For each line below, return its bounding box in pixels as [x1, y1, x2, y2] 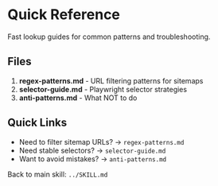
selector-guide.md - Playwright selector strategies [18, 84, 188, 94]
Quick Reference [7, 6, 121, 24]
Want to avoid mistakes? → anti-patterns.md [18, 153, 167, 164]
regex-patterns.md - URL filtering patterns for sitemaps [18, 76, 204, 85]
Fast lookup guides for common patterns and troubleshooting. [7, 32, 211, 41]
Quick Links [7, 116, 68, 130]
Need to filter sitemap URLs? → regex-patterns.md [18, 137, 185, 146]
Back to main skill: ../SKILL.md [7, 169, 108, 179]
